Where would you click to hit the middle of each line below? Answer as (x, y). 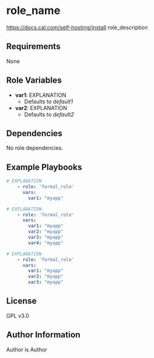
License (22, 301)
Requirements (33, 46)
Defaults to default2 (49, 114)
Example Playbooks (44, 167)
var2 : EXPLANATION (41, 108)
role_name (33, 11)
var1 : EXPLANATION (41, 95)
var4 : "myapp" (46, 243)
